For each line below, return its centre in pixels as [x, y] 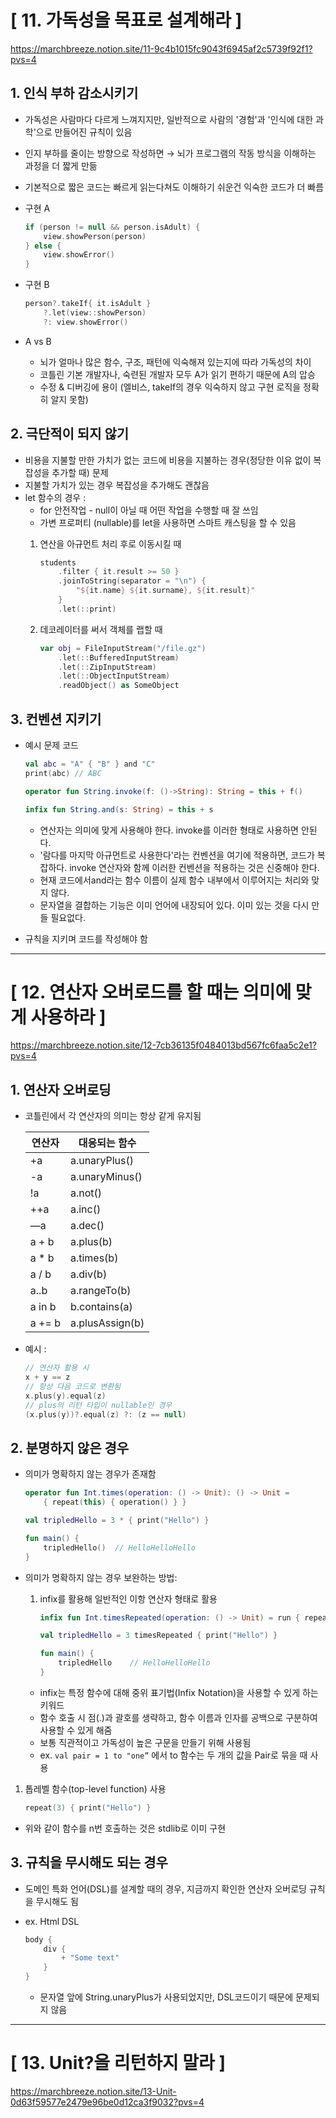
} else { [43, 246]
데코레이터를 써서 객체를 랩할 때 [101, 629]
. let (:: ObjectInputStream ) [114, 676]
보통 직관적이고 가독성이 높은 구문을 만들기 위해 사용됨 [145, 1742]
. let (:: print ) [87, 609]
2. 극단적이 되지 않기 [70, 434]
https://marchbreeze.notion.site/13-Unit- [93, 2091]
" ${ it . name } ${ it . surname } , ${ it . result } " [165, 591]
